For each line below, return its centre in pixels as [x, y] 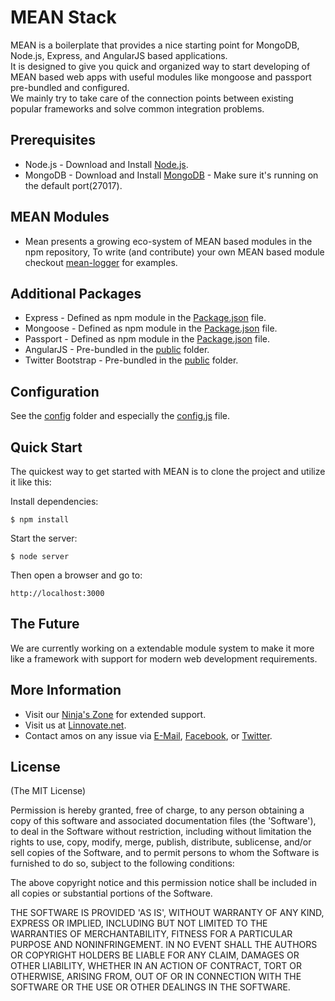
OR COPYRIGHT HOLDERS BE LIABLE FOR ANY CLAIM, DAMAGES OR [155, 955]
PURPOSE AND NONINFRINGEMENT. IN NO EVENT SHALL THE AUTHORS [164, 945]
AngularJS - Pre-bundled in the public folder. [117, 350]
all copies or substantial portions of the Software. [111, 893]
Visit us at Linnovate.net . [75, 725]
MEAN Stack [63, 17]
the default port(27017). [73, 185]
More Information [66, 690]
